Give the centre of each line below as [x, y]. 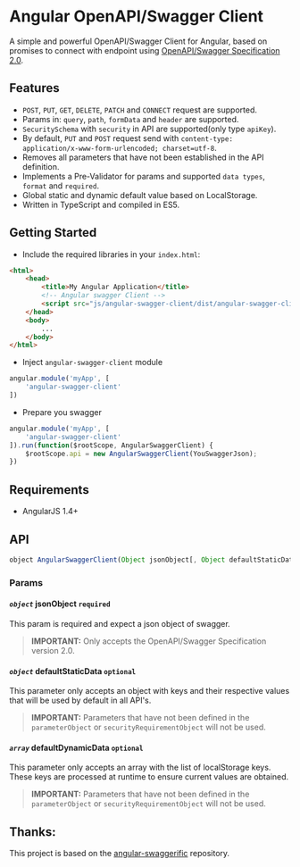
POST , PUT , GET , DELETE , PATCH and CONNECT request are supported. [139, 110]
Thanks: [33, 832]
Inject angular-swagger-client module [92, 363]
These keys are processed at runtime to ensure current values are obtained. [149, 777]
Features [34, 88]
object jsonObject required [60, 604]
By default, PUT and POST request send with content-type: [128, 138]
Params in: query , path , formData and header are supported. [130, 119]
